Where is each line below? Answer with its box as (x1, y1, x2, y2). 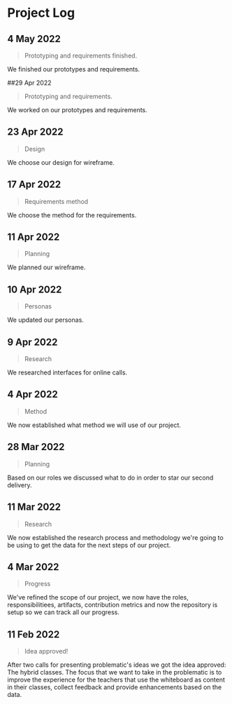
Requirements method (24, 197, 89, 205)
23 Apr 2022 (7, 126, 64, 138)
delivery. (7, 480, 33, 489)
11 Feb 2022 (7, 628, 60, 640)
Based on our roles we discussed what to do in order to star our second (7, 473, 214, 482)
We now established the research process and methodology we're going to (7, 533, 224, 541)
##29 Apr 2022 (7, 79, 52, 87)
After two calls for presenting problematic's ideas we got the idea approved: (7, 661, 226, 669)
